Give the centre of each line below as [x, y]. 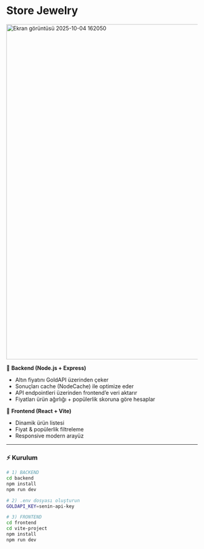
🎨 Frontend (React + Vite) [39, 411]
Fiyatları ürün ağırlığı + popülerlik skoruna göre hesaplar [85, 399]
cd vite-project [27, 529]
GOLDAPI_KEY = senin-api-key [40, 506]
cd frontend [21, 523]
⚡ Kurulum [22, 458]
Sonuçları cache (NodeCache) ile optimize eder [74, 386]
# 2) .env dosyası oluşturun [43, 500]
